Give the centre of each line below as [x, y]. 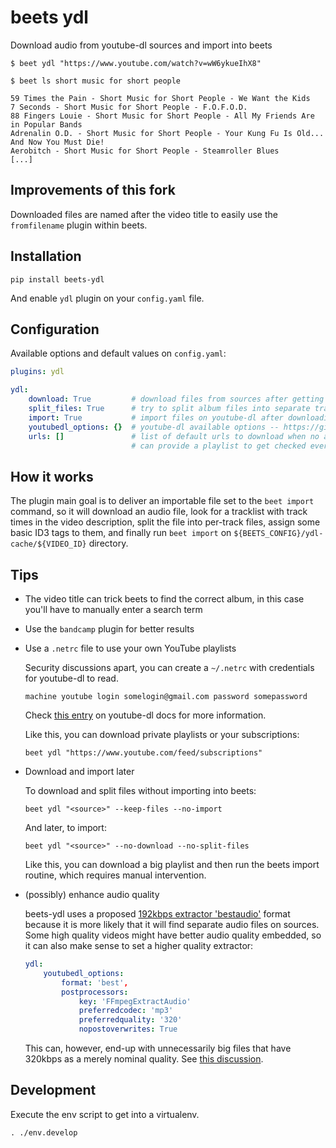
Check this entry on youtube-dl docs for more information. [145, 715]
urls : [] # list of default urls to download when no [174, 436]
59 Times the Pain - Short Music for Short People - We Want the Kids [160, 98]
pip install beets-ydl [57, 279]
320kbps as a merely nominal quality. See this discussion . [144, 1059]
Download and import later [79, 771]
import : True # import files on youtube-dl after [156, 417]
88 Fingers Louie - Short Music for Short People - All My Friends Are [162, 116]
